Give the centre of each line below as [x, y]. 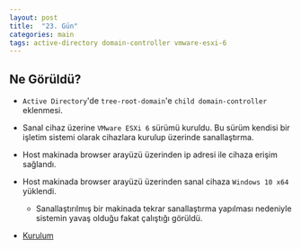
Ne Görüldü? [45, 79]
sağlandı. [39, 165]
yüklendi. [39, 191]
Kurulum [38, 236]
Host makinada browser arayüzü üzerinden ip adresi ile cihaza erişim [150, 155]
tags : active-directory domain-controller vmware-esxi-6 [118, 43]
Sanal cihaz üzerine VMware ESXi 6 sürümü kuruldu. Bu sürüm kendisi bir [156, 128]
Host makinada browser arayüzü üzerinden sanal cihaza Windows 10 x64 [155, 182]
